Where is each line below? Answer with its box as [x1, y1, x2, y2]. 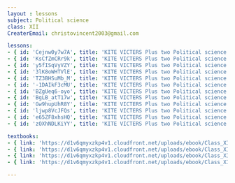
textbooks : [7, 133, 39, 140]
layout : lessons [7, 10, 58, 17]
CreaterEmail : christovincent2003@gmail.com [7, 29, 139, 37]
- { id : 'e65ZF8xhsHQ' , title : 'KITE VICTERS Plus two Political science [7, 114, 227, 121]
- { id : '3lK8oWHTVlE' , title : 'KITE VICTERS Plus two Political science [7, 68, 227, 75]
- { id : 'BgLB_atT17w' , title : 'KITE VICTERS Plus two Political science [7, 94, 227, 101]
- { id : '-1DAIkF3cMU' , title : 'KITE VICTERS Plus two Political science [7, 81, 227, 88]
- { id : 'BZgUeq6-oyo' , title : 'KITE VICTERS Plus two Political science [7, 88, 227, 95]
